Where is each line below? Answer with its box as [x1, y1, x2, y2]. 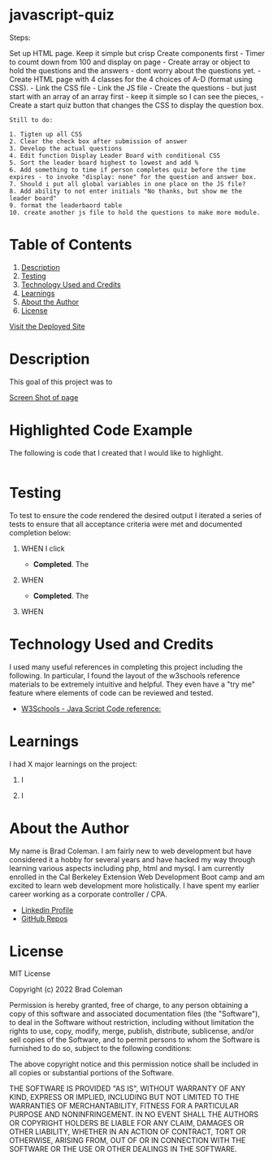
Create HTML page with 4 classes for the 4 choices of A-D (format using [9, 74, 253, 84]
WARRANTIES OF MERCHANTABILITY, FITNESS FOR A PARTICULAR [9, 1101, 239, 1111]
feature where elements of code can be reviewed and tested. [9, 687, 214, 697]
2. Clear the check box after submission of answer [9, 137, 188, 146]
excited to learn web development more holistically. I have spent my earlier [9, 880, 260, 890]
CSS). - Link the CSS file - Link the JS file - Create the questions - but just [9, 83, 257, 93]
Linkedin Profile [20, 905, 74, 914]
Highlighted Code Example [9, 421, 193, 439]
